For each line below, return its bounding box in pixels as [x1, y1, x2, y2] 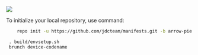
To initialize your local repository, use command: [6, 17, 124, 24]
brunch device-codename [8, 44, 68, 50]
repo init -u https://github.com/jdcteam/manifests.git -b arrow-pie [17, 28, 193, 34]
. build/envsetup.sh [8, 38, 60, 45]
